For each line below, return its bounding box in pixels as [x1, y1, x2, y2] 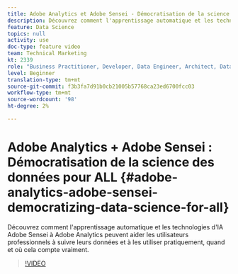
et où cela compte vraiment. [7, 245, 90, 253]
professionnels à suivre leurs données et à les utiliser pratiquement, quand [7, 238, 225, 246]
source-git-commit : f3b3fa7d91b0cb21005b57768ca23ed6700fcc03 [7, 83, 195, 90]
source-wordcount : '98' [7, 96, 78, 103]
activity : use [7, 37, 50, 44]
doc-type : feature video [7, 43, 81, 50]
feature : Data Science [7, 23, 74, 30]
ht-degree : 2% [7, 103, 50, 110]
